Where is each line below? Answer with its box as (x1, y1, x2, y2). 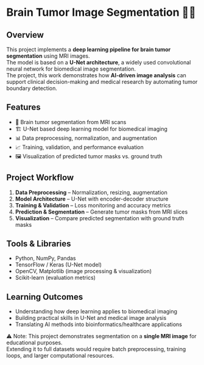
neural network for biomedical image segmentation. (6, 65, 136, 72)
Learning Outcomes (6, 291, 83, 302)
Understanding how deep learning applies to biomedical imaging (15, 308, 178, 315)
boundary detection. (6, 85, 58, 92)
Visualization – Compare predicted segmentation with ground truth (15, 214, 185, 221)
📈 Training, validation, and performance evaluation (15, 143, 144, 151)
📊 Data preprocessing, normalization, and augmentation (15, 134, 157, 142)
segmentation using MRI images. (6, 52, 90, 60)
